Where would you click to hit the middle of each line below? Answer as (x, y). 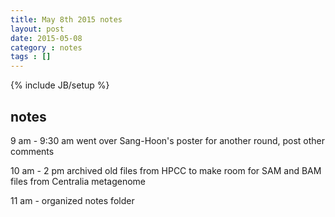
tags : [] (31, 57)
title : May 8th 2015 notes (66, 19)
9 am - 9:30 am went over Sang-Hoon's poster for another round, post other (168, 140)
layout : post (37, 29)
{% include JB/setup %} (60, 85)
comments (32, 151)
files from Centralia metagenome (78, 181)
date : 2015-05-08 (46, 38)
